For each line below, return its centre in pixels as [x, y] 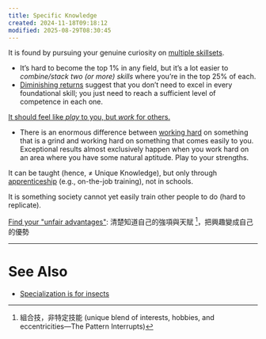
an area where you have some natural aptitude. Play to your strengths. [134, 158]
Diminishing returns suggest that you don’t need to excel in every [126, 85]
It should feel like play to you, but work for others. [89, 117]
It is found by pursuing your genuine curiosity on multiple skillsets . [116, 53]
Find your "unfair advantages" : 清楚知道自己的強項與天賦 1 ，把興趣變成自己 [131, 221]
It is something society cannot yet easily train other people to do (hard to [127, 197]
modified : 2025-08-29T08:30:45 [60, 30]
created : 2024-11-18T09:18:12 [58, 23]
